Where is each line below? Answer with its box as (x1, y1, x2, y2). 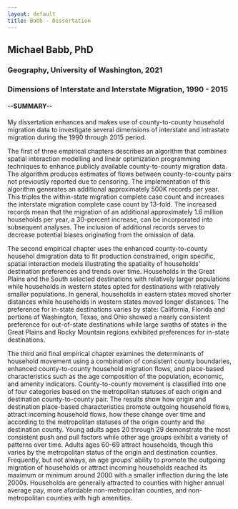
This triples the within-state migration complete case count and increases (7, 192, 224, 201)
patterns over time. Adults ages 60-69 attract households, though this (7, 440, 214, 449)
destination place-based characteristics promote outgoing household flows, (7, 402, 231, 411)
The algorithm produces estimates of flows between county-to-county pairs (7, 169, 232, 178)
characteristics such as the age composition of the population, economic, (7, 372, 224, 380)
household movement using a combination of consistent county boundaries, (7, 357, 232, 365)
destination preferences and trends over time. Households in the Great (7, 267, 215, 275)
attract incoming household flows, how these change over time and (7, 410, 206, 418)
